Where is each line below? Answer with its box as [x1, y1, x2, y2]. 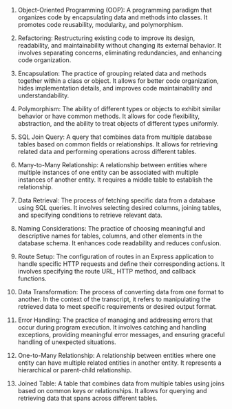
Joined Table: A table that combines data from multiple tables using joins [17, 379, 224, 388]
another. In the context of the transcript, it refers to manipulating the [17, 295, 211, 303]
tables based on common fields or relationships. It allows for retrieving [17, 140, 218, 148]
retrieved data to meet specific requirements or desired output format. [17, 303, 218, 310]
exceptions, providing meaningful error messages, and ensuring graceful [17, 331, 225, 339]
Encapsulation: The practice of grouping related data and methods [17, 69, 207, 77]
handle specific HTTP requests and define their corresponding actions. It [17, 260, 225, 268]
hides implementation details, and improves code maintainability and [17, 84, 213, 92]
